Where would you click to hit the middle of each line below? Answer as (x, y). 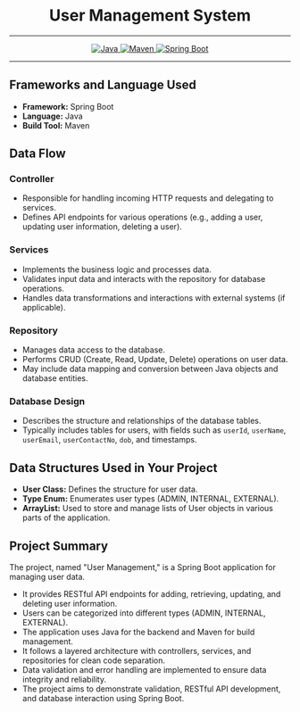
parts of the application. (66, 517)
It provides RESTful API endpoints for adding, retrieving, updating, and (151, 593)
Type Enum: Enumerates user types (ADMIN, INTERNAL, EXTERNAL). (150, 499)
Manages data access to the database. (93, 350)
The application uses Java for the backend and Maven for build (138, 632)
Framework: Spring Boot (68, 106)
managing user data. (47, 576)
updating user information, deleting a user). (102, 227)
